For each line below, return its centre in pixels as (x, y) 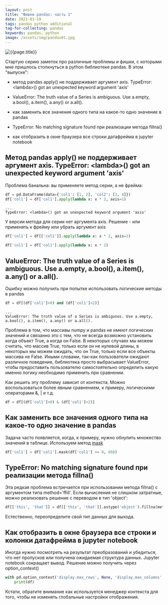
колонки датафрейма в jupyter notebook (71, 540)
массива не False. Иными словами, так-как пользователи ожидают (77, 356)
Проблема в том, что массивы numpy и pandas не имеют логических (79, 330)
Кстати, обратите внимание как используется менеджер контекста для (82, 591)
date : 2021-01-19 (23, 19)
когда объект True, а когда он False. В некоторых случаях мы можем (79, 340)
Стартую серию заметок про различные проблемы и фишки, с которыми (83, 61)
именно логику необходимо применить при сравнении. (65, 372)
